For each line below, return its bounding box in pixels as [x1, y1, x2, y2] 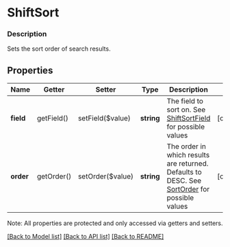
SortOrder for [166, 185, 210, 194]
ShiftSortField [166, 114, 211, 123]
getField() [36, 114, 68, 123]
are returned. [166, 159, 209, 168]
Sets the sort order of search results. [7, 44, 111, 53]
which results [166, 151, 210, 160]
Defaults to [166, 168, 202, 177]
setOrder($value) [77, 172, 134, 181]
